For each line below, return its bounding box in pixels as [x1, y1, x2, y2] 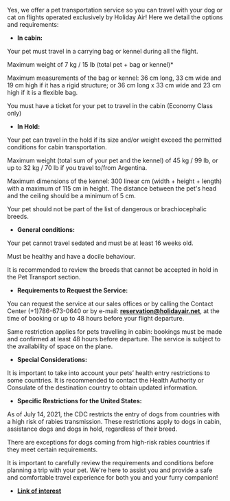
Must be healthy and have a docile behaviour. [7, 253, 136, 260]
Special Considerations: [16, 356, 88, 363]
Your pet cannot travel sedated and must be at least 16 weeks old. [7, 239, 194, 247]
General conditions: [16, 226, 76, 233]
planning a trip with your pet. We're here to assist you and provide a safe [7, 466, 213, 474]
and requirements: [7, 21, 59, 28]
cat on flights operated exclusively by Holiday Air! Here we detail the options [7, 13, 223, 21]
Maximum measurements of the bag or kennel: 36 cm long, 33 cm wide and [7, 74, 222, 82]
